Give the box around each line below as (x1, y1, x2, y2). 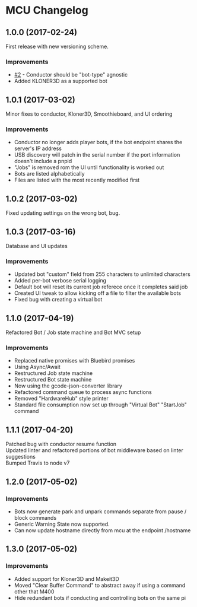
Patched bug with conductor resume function (5, 440, 117, 448)
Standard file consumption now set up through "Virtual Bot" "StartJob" (14, 401, 188, 408)
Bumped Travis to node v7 (5, 459, 70, 466)
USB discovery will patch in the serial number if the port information (14, 151, 180, 158)
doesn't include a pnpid (14, 158, 72, 165)
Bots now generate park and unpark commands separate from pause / (14, 508, 187, 515)
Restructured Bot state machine (14, 376, 92, 383)
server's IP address (14, 145, 62, 152)
